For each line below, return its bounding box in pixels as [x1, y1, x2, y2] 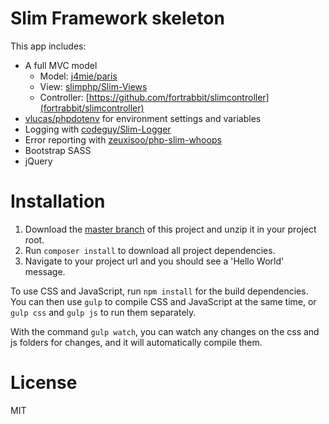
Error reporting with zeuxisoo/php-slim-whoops [24, 133, 222, 146]
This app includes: [10, 40, 87, 52]
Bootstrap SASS [24, 144, 92, 156]
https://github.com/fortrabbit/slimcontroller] [88, 91, 270, 103]
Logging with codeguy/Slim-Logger [24, 123, 172, 135]
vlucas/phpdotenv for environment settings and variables [24, 112, 262, 124]
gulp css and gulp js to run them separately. [10, 306, 197, 318]
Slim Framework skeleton [10, 7, 225, 30]
